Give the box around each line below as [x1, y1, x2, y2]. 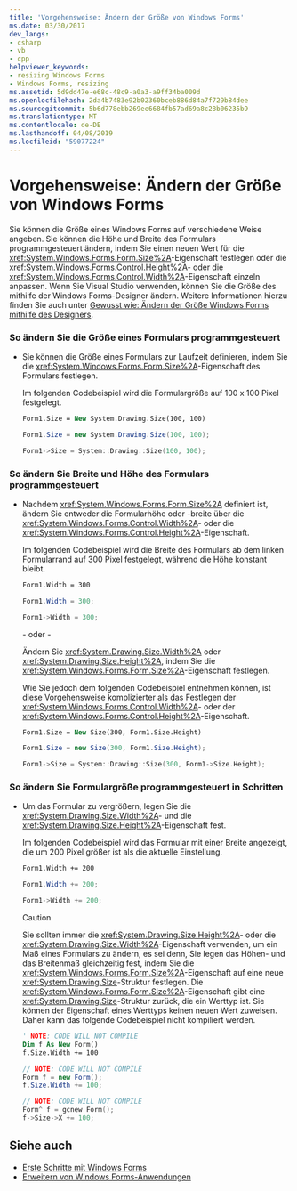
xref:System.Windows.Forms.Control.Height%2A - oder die [9, 262, 224, 272]
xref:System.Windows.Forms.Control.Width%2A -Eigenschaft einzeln [9, 271, 261, 281]
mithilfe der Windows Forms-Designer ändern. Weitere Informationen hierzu [9, 290, 287, 301]
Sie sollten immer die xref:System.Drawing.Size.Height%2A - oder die [21, 929, 277, 940]
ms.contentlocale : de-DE [9, 121, 101, 130]
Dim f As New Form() [21, 1040, 99, 1049]
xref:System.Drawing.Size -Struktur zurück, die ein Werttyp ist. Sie [21, 996, 265, 1007]
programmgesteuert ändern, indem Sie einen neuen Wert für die [9, 242, 245, 254]
